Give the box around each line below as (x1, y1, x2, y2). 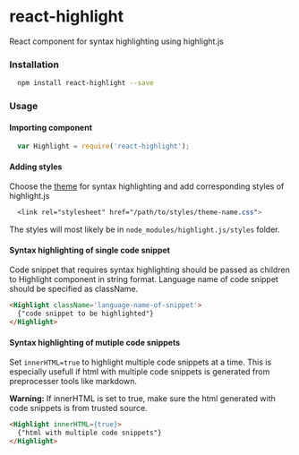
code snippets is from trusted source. (9, 403, 148, 414)
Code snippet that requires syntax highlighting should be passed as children (9, 264, 291, 275)
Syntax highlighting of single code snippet (9, 245, 170, 255)
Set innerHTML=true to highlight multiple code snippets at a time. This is (9, 356, 272, 368)
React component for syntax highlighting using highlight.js (9, 36, 224, 47)
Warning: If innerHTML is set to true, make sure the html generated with (9, 393, 276, 404)
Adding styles (9, 161, 63, 172)
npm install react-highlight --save (17, 79, 154, 88)
